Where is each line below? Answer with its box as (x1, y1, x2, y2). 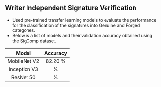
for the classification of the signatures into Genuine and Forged (12, 22, 140, 28)
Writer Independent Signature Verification (5, 4, 136, 12)
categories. (12, 27, 35, 33)
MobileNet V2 (7, 58, 40, 64)
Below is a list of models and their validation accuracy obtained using (12, 32, 153, 38)
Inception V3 (8, 66, 38, 73)
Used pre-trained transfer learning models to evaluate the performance (12, 17, 157, 23)
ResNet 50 (11, 74, 36, 81)
